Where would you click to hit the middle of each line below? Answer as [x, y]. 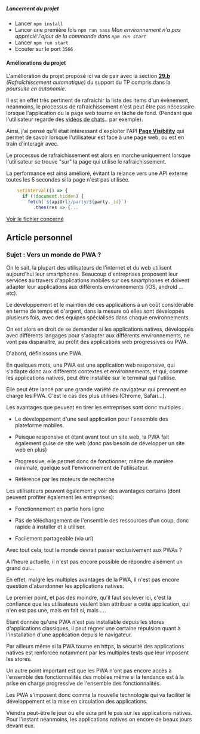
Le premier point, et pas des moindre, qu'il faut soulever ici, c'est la [89, 598]
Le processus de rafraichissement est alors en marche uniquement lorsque [99, 155]
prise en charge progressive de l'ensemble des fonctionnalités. [84, 684]
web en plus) [31, 450]
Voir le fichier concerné [35, 219]
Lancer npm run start [41, 43]
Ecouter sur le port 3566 [44, 49]
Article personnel [39, 238]
